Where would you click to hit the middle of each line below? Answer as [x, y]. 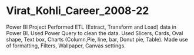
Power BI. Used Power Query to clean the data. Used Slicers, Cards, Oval [95, 33]
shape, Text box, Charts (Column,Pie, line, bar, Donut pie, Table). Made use [97, 39]
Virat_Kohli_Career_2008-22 [78, 11]
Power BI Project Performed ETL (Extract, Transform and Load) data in [91, 27]
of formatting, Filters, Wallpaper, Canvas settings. [66, 46]
